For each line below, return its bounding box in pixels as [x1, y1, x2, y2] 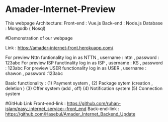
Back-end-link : [87, 105, 120, 111]
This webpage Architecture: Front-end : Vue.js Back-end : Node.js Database [5, 20, 163, 26]
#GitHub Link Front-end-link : [5, 100, 66, 106]
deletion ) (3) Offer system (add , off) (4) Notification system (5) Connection [5, 85, 163, 91]
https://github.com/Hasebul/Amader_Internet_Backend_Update [5, 111, 136, 117]
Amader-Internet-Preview [5, 3, 116, 15]
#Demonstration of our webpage [5, 35, 73, 41]
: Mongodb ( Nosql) [5, 25, 46, 31]
